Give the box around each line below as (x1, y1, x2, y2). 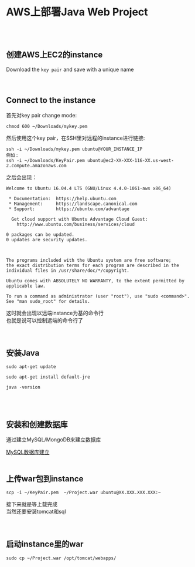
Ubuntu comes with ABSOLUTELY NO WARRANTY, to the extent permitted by (6, 278, 184, 283)
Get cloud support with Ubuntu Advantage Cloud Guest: (11, 216, 148, 222)
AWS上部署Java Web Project (6, 5, 148, 19)
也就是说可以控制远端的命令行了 (6, 316, 83, 323)
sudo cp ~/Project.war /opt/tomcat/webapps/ (6, 555, 117, 561)
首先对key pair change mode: (6, 112, 77, 119)
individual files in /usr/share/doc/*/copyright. (6, 268, 130, 274)
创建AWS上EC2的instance (6, 50, 103, 60)
